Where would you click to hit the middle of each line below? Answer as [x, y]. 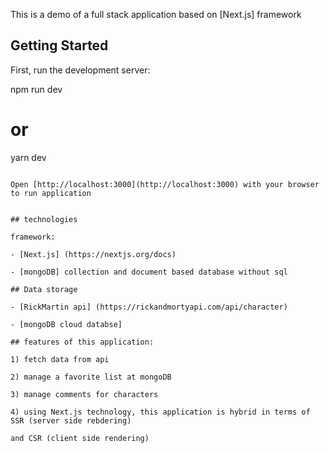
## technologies [44, 219]
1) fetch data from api [60, 359]
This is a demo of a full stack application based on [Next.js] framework [156, 14]
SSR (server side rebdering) [71, 420]
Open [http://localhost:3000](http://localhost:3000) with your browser [165, 184]
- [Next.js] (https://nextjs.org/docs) [93, 254]
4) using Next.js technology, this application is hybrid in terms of [160, 412]
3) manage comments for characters [84, 394]
